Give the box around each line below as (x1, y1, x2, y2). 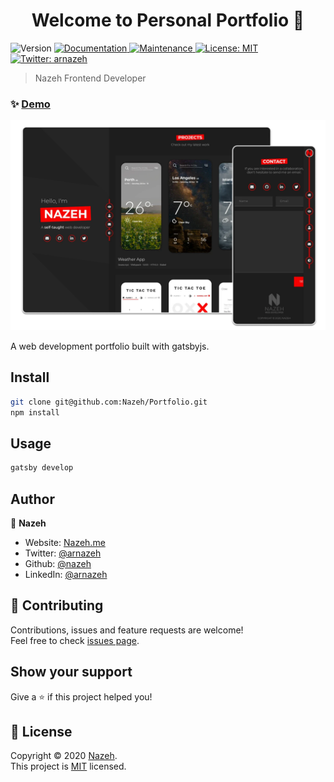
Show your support (10, 664, 133, 681)
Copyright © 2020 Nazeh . (10, 750, 118, 762)
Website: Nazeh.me (24, 536, 106, 548)
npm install (10, 407, 60, 418)
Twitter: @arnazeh (24, 547, 102, 559)
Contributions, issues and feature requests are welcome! (10, 624, 244, 636)
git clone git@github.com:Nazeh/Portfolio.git (10, 397, 208, 407)
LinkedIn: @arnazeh (24, 568, 108, 580)
